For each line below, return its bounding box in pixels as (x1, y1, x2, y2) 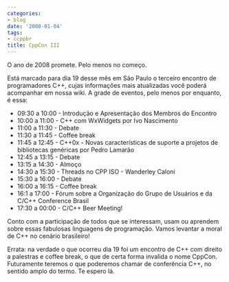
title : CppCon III (7, 42, 60, 49)
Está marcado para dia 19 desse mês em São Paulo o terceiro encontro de (7, 74, 217, 82)
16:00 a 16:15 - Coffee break (17, 183, 98, 190)
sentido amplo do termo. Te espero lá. (7, 267, 115, 275)
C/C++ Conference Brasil (17, 197, 89, 204)
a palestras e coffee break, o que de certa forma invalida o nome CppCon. (7, 252, 218, 261)
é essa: (7, 96, 28, 104)
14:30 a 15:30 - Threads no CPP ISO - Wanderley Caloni (17, 167, 175, 176)
